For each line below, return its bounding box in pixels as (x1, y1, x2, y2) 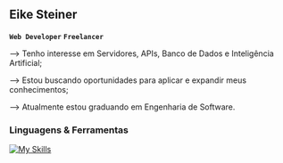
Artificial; (9, 57, 43, 68)
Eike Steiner (9, 7, 78, 22)
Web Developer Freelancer (9, 32, 104, 41)
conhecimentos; (9, 84, 69, 94)
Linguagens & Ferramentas (9, 124, 129, 136)
